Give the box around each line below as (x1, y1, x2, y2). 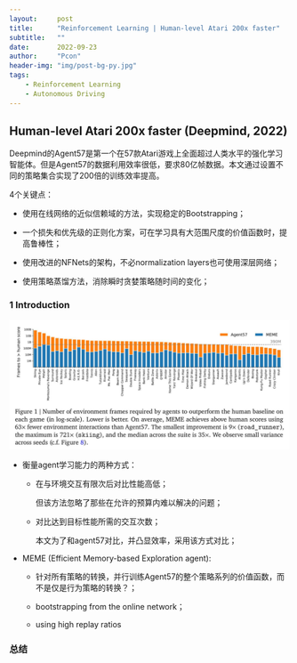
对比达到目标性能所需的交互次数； (35, 516, 161, 527)
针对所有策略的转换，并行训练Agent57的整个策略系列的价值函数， (35, 571, 277, 582)
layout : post (9, 14, 74, 23)
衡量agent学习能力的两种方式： (21, 459, 138, 471)
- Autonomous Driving (25, 89, 105, 98)
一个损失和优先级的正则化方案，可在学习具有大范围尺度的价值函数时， (21, 227, 280, 238)
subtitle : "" (9, 33, 66, 42)
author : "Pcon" (9, 52, 82, 61)
